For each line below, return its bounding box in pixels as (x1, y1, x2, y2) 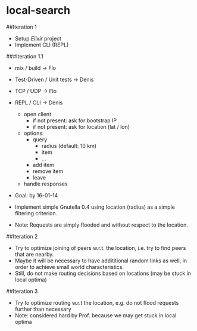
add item (32, 161, 55, 168)
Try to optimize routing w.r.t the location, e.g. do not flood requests (14, 299, 179, 306)
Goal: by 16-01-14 (14, 191, 58, 199)
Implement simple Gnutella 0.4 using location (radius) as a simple (14, 203, 176, 211)
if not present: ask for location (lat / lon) (32, 123, 130, 130)
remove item (32, 168, 64, 175)
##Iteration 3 (6, 287, 38, 295)
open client (23, 110, 52, 117)
